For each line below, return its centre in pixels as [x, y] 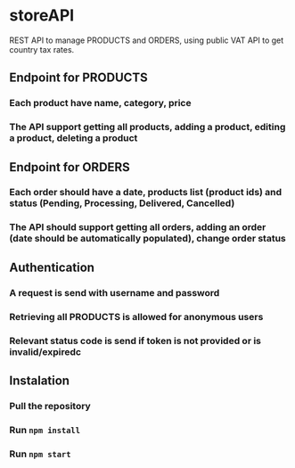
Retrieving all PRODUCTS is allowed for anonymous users [136, 316]
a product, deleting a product [74, 138]
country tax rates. [42, 49]
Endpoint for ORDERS [70, 167]
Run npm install [45, 430]
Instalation [39, 380]
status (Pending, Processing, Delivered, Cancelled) [122, 203]
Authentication [52, 267]
